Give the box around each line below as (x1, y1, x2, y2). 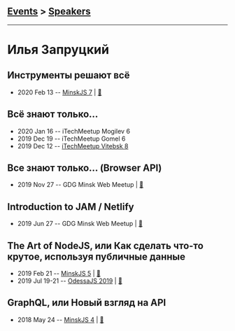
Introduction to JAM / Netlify (7, 201, 134, 213)
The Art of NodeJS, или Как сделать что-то (7, 239, 204, 251)
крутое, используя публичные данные (7, 251, 185, 262)
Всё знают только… (7, 108, 99, 120)
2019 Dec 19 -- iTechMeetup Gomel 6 (17, 134, 126, 143)
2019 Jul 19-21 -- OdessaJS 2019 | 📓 (17, 276, 122, 286)
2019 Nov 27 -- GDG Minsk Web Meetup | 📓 (17, 181, 144, 189)
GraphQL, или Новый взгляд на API (7, 297, 166, 309)
